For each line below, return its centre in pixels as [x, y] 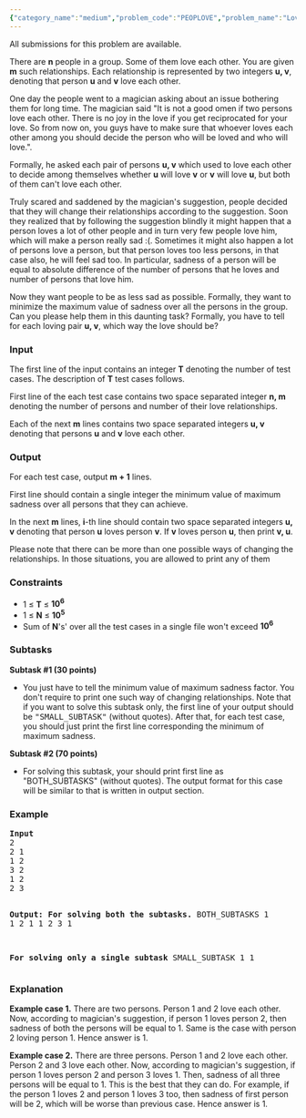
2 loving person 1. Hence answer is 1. [79, 1038]
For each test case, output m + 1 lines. [81, 477]
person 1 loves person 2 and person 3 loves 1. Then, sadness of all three [145, 1075]
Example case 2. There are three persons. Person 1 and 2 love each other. [149, 1056]
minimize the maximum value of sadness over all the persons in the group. [149, 306]
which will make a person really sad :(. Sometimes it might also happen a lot [152, 240]
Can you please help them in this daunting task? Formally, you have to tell [147, 316]
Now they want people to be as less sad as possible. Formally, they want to [150, 296]
